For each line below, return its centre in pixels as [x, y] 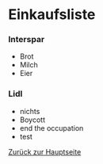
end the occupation [51, 128]
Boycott [32, 120]
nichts [30, 111]
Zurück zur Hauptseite [45, 151]
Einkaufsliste [52, 15]
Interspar [27, 40]
